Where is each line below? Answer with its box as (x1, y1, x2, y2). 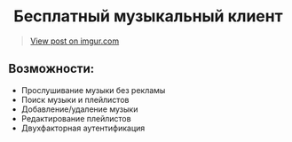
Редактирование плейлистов (20, 113, 131, 123)
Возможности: (8, 61, 95, 76)
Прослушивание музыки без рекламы (20, 84, 166, 95)
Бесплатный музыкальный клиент (13, 6, 283, 27)
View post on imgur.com (29, 35, 120, 46)
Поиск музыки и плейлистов (20, 94, 130, 105)
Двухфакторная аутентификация (20, 122, 146, 133)
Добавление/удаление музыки (20, 104, 138, 114)
